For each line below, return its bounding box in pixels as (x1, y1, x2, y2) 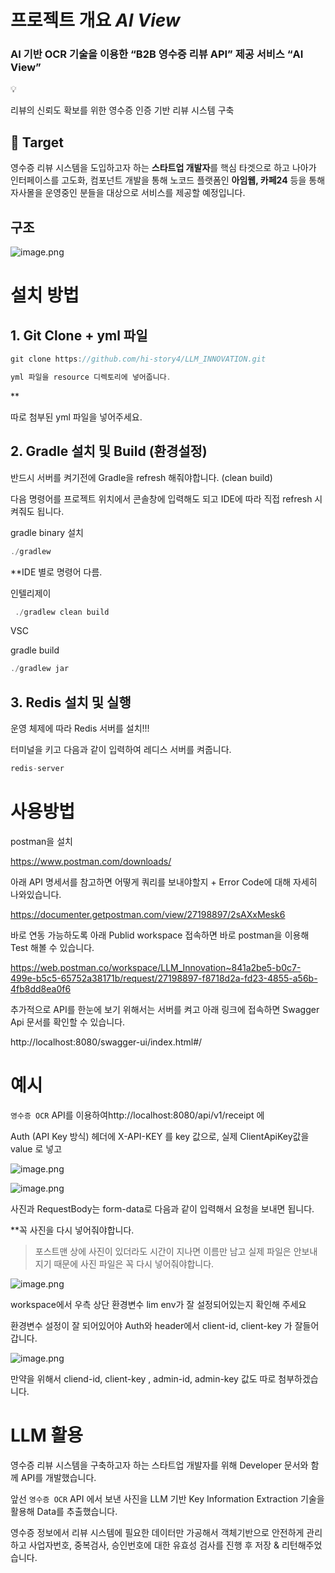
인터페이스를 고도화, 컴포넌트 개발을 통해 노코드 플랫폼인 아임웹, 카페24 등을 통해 (10, 174, 326, 186)
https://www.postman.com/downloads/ (10, 855, 172, 867)
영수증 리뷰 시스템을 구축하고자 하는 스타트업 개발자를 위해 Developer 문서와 (10, 1459, 309, 1471)
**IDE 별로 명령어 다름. (10, 566, 103, 578)
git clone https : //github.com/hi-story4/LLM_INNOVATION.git (10, 354, 267, 365)
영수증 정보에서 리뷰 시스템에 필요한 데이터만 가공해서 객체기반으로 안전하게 (10, 1526, 305, 1538)
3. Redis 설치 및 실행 (10, 694, 132, 711)
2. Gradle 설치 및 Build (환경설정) (10, 443, 208, 460)
